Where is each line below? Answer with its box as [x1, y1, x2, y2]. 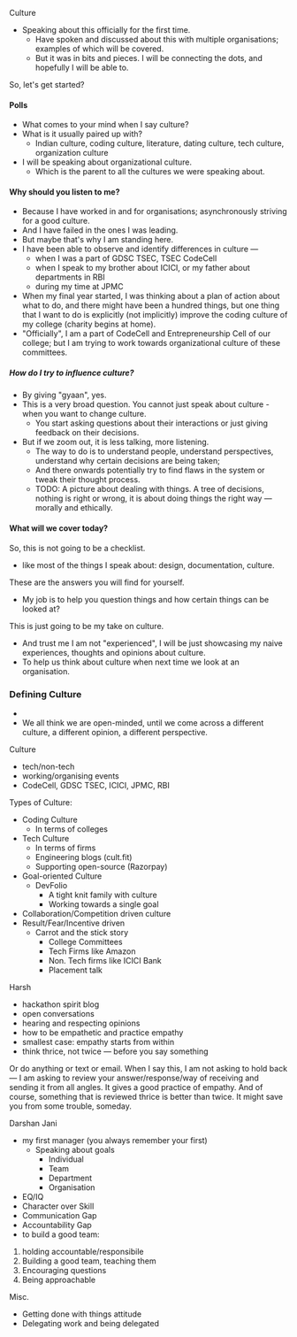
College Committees [48, 936, 123, 947]
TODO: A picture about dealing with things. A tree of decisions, [34, 484, 265, 495]
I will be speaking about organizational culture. [21, 157, 193, 167]
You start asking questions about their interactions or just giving [34, 418, 268, 428]
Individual [48, 1154, 84, 1164]
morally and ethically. [34, 503, 113, 513]
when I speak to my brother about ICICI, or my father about [34, 263, 250, 273]
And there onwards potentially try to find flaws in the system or [34, 465, 265, 476]
